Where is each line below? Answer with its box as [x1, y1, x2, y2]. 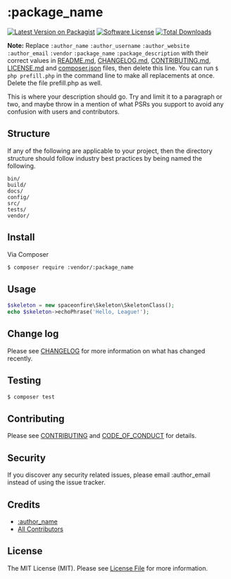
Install [7, 231, 35, 243]
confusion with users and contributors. [7, 107, 120, 116]
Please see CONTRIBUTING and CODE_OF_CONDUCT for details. [7, 432, 197, 440]
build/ [7, 181, 27, 188]
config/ [7, 193, 30, 201]
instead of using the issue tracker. [7, 478, 106, 487]
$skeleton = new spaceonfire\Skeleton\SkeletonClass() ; [7, 302, 175, 309]
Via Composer [7, 250, 49, 258]
